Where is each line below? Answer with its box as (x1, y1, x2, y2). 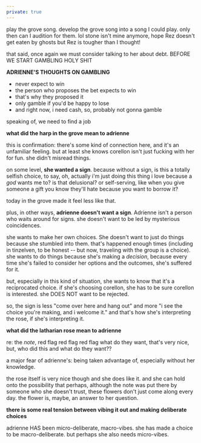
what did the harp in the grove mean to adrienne (6, 129, 130, 137)
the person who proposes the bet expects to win (15, 86, 136, 94)
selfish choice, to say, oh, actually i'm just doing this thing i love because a (6, 172, 193, 180)
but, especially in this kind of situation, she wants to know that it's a (6, 277, 175, 285)
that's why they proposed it (15, 93, 84, 100)
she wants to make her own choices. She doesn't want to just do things (6, 233, 185, 240)
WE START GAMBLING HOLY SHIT (6, 56, 93, 64)
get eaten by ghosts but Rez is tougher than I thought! (6, 38, 141, 46)
